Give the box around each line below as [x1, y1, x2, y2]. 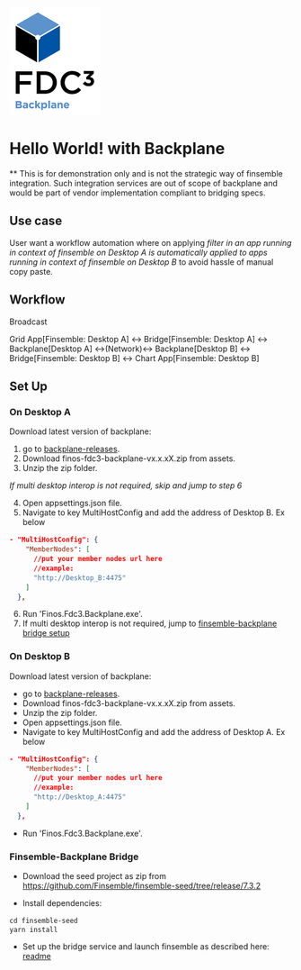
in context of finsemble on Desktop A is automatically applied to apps [9, 247, 268, 258]
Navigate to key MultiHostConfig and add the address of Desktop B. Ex [22, 507, 286, 518]
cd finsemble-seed [9, 917, 78, 926]
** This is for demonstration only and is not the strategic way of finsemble [9, 168, 283, 178]
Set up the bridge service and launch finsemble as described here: [22, 941, 270, 952]
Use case [9, 213, 63, 229]
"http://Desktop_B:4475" [32, 573, 127, 583]
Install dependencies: [22, 898, 102, 909]
